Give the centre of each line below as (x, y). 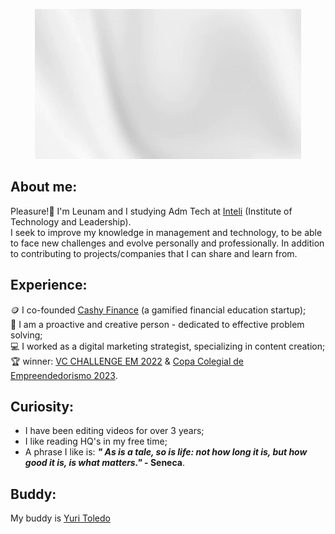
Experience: (49, 285)
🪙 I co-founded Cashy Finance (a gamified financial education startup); (158, 310)
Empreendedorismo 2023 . (64, 375)
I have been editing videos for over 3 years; (114, 431)
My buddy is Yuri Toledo (60, 518)
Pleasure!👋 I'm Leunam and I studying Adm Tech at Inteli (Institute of (151, 211)
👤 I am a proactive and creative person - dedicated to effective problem (157, 324)
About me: (44, 187)
